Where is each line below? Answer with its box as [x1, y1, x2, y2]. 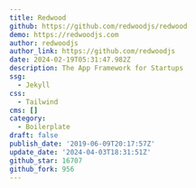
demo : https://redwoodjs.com [9, 30, 119, 39]
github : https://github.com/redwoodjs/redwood [9, 22, 188, 31]
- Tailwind [17, 97, 59, 107]
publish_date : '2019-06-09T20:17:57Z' [9, 139, 155, 148]
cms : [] [9, 106, 39, 115]
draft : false [9, 131, 59, 140]
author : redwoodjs [9, 38, 79, 48]
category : [9, 114, 47, 123]
